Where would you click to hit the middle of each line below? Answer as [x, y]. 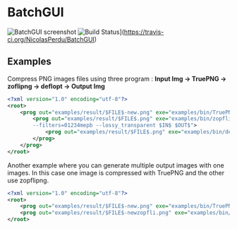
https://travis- [144, 32]
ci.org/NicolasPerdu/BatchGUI [51, 39]
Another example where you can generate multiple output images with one [116, 165]
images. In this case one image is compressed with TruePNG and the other [116, 172]
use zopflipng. [28, 180]
